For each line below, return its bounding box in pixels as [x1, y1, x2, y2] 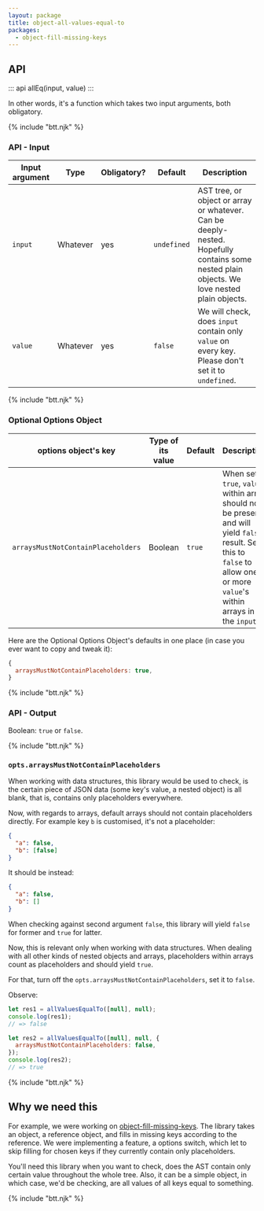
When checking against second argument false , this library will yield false [8, 919, 251, 929]
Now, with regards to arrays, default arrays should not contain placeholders [8, 808, 253, 818]
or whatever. [197, 205, 244, 216]
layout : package [8, 11, 61, 20]
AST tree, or [197, 186, 242, 197]
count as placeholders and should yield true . [8, 959, 153, 969]
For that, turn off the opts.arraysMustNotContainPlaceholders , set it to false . [8, 974, 255, 984]
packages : [8, 26, 41, 34]
